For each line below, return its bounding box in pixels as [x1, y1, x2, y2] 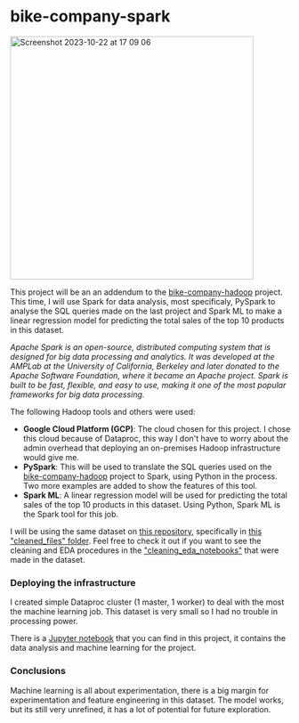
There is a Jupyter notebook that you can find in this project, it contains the [10, 633, 287, 644]
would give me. [22, 451, 79, 462]
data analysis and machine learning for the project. [10, 643, 197, 654]
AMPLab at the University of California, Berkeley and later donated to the [10, 361, 279, 371]
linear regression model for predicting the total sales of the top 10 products [10, 314, 285, 326]
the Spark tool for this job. [22, 508, 119, 519]
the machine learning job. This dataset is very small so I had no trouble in [10, 606, 279, 617]
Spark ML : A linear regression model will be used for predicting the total [22, 490, 287, 500]
